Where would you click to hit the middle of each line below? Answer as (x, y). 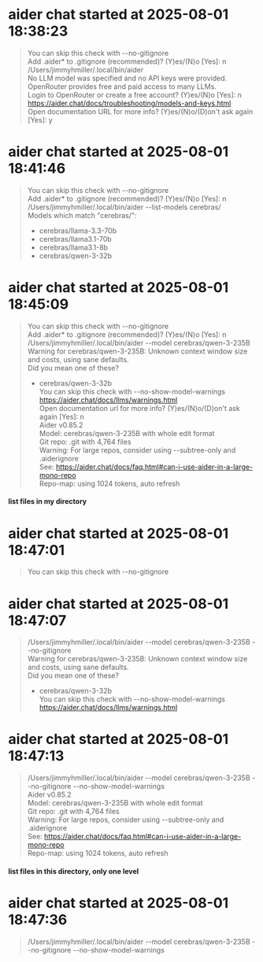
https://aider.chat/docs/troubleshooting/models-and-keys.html (129, 103)
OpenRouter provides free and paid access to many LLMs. (122, 86)
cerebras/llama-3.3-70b (78, 231)
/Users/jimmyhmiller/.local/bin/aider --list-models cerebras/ (124, 207)
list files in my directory (48, 501)
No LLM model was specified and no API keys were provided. (127, 78)
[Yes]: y (40, 120)
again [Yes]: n (61, 416)
